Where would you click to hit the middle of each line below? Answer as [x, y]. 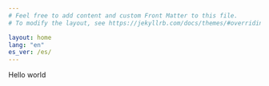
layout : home [30, 37]
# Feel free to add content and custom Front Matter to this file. [123, 16]
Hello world [27, 75]
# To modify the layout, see [57, 23]
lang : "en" [26, 45]
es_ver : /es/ [30, 53]
